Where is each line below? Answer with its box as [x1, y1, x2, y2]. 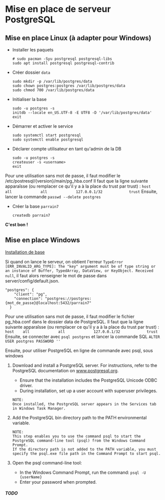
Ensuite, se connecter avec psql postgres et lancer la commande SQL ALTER [5, 333, 160, 340]
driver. [19, 382, 33, 388]
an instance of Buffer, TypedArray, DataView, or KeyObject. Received [5, 268, 154, 273]
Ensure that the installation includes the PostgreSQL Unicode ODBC [19, 377, 158, 383]
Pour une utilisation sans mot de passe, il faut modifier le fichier [5, 313, 135, 319]
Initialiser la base [12, 97, 47, 102]
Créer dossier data [12, 69, 50, 75]
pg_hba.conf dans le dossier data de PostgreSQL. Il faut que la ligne [5, 318, 144, 325]
